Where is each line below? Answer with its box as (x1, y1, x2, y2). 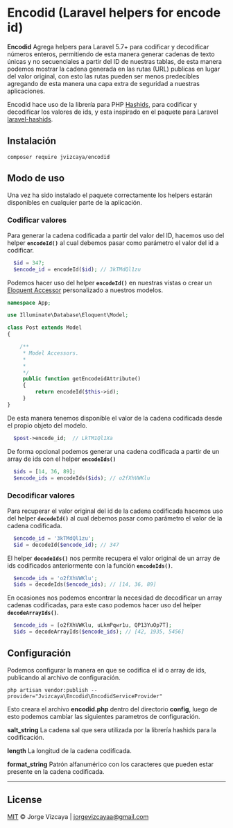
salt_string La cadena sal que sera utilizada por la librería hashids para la (7, 725, 216, 734)
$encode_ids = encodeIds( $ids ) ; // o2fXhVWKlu (13, 474, 150, 482)
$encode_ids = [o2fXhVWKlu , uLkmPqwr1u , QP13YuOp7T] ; (13, 622, 172, 629)
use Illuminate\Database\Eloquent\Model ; (7, 312, 129, 319)
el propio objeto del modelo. (7, 421, 88, 430)
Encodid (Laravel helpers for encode (7, 5, 221, 21)
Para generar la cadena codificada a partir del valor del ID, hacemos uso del (7, 231, 225, 239)
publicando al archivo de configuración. (7, 673, 121, 682)
